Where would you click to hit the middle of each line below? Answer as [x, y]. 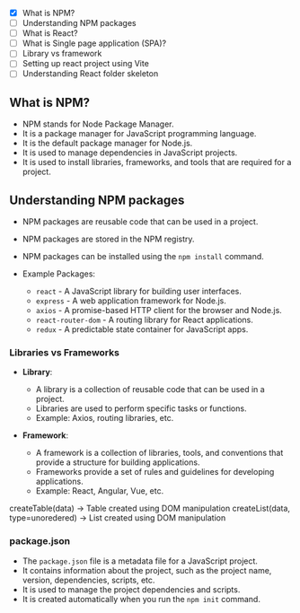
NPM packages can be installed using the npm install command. [143, 257]
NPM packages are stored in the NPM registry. [108, 239]
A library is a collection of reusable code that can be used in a [150, 390]
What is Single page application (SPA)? [94, 43]
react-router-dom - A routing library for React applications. [145, 320]
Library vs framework [62, 54]
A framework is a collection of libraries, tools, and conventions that [159, 453]
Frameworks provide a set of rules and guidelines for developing [155, 472]
